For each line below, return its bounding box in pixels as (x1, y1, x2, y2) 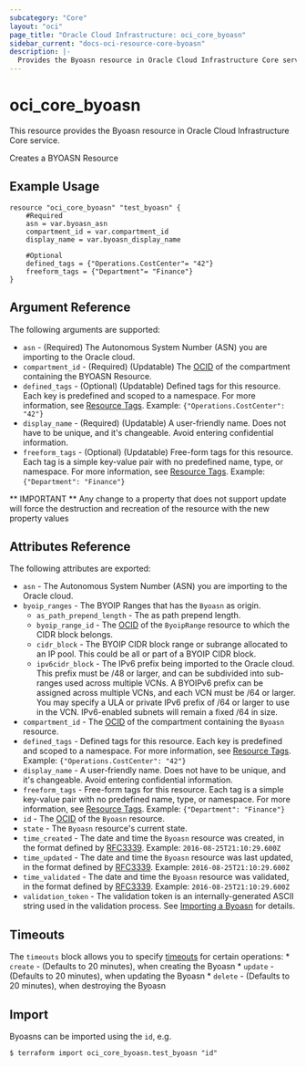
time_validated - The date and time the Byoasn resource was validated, (22, 872, 290, 883)
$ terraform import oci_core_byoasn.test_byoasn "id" (9, 1049, 219, 1058)
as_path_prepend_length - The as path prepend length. (36, 610, 241, 621)
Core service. (9, 134, 61, 146)
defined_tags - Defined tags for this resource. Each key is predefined (22, 736, 282, 747)
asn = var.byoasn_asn (25, 219, 107, 228)
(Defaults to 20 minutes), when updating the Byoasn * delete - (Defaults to (9, 970, 290, 981)
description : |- (9, 47, 71, 57)
